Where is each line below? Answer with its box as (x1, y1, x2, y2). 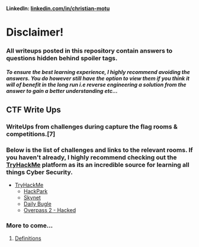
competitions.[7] (6, 130, 56, 138)
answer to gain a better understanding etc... (6, 88, 118, 95)
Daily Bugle (23, 200, 52, 207)
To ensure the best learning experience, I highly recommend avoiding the (6, 69, 191, 76)
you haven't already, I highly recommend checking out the (6, 153, 177, 161)
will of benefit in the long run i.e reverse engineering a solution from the (6, 81, 187, 88)
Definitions (14, 235, 41, 242)
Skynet (23, 194, 41, 201)
